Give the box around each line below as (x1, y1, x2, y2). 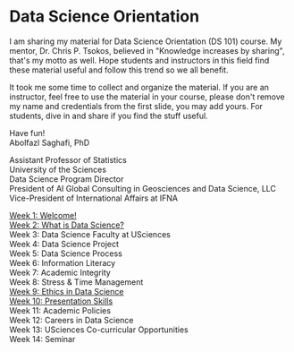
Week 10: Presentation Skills (9, 296, 113, 306)
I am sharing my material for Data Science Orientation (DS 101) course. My (9, 36, 282, 47)
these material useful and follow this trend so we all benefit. (9, 64, 230, 75)
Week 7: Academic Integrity (9, 267, 112, 278)
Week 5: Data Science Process (9, 248, 122, 259)
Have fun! (9, 127, 46, 138)
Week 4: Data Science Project (9, 238, 119, 249)
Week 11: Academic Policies (9, 305, 112, 315)
